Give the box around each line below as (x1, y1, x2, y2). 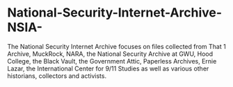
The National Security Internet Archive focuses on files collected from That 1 (7, 42, 226, 50)
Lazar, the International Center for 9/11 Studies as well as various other (7, 64, 209, 72)
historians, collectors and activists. (7, 71, 106, 80)
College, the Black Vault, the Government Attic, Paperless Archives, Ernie (7, 57, 217, 65)
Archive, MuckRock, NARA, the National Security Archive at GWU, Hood (7, 50, 214, 58)
